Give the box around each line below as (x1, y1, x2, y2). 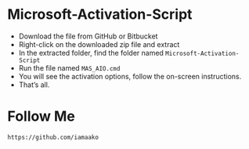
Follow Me (7, 107, 75, 125)
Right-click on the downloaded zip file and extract (18, 39, 180, 49)
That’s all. (18, 80, 50, 89)
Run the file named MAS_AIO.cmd (18, 63, 121, 72)
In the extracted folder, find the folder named (18, 48, 164, 57)
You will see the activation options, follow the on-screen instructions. (18, 71, 242, 81)
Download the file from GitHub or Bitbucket (18, 31, 158, 41)
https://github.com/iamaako (7, 133, 99, 141)
